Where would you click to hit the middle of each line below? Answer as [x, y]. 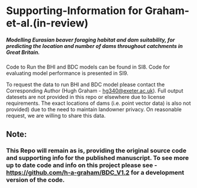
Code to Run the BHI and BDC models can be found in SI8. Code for [88, 67]
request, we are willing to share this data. [56, 116]
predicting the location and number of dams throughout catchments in [95, 46]
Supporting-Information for [74, 11]
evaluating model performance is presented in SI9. [67, 73]
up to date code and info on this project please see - [82, 165]
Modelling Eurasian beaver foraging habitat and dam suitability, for [91, 40]
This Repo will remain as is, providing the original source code [96, 151]
